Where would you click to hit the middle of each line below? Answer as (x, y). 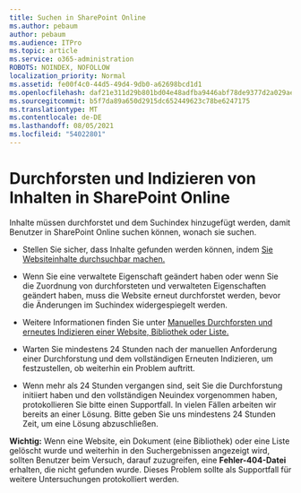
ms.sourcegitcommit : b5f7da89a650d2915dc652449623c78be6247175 (130, 101)
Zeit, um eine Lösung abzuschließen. (90, 423)
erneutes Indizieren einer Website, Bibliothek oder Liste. (125, 332)
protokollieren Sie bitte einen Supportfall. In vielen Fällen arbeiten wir (149, 404)
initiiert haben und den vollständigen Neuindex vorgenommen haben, (150, 394)
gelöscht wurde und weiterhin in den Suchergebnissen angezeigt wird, (140, 450)
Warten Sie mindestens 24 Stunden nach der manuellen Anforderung (150, 349)
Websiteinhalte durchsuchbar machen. (94, 259)
